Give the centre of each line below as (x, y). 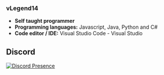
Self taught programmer (45, 21)
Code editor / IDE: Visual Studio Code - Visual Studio (78, 33)
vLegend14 (22, 8)
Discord (21, 52)
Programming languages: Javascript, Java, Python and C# (86, 27)
